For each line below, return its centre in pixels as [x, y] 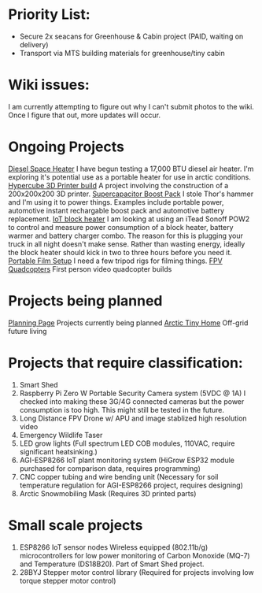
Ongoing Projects [66, 147]
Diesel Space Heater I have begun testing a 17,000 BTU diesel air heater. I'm [131, 169]
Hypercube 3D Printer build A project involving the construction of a [118, 185]
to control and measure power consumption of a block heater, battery [121, 227]
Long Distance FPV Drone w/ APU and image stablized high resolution [133, 418]
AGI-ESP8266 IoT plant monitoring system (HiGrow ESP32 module [127, 460]
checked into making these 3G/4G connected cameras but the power [132, 401]
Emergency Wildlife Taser [61, 435]
